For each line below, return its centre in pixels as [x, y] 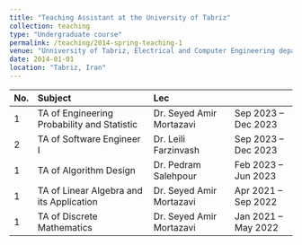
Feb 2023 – [258, 164]
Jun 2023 [255, 176]
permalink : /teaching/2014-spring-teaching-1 [96, 43]
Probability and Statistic [87, 124]
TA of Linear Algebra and [90, 190]
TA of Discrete [67, 216]
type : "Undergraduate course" [66, 34]
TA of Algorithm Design [87, 170]
